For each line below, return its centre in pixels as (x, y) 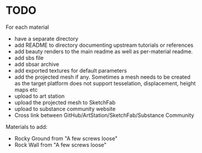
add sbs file (29, 58)
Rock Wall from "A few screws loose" (60, 145)
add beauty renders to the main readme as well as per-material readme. (104, 51)
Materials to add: (27, 127)
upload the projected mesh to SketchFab (65, 102)
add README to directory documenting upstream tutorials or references (104, 45)
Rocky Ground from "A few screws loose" (66, 138)
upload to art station (39, 96)
